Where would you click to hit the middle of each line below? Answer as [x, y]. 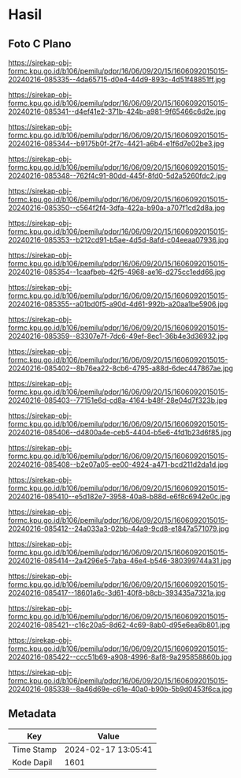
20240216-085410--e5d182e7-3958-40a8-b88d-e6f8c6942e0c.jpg [119, 496]
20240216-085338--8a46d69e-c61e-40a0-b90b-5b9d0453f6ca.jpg [120, 689]
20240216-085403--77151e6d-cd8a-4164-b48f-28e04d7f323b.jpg [118, 400]
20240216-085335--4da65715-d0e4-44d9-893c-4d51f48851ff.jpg [117, 79]
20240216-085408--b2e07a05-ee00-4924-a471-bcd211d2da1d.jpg [118, 464]
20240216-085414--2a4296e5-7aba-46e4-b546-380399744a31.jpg [120, 561]
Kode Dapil [32, 762]
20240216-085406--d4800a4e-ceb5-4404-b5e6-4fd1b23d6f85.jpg [120, 432]
